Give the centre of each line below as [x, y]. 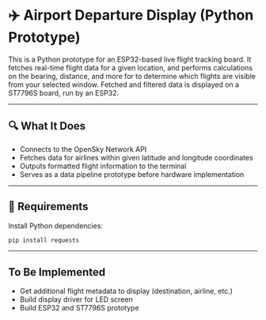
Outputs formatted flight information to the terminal [103, 166]
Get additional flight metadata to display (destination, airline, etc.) [126, 291]
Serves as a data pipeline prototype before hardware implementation [132, 174]
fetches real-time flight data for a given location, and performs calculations [131, 67]
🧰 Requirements [48, 207]
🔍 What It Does [47, 126]
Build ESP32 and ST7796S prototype [80, 308]
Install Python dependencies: [55, 225]
